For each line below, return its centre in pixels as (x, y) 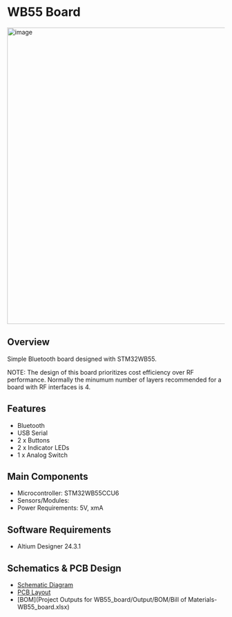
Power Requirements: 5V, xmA (60, 508)
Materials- (203, 599)
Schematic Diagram (45, 585)
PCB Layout (34, 592)
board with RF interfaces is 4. (49, 387)
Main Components (48, 476)
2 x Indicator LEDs (43, 447)
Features (27, 409)
